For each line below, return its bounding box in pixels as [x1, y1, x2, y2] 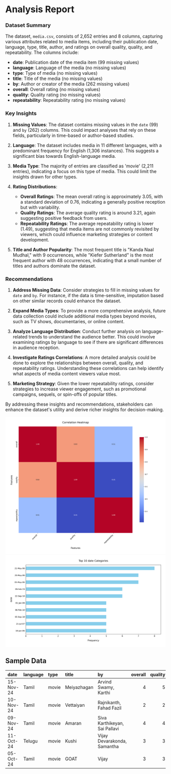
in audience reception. [12, 345, 60, 351]
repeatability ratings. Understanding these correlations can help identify [12, 365, 164, 371]
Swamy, [97, 684, 115, 691]
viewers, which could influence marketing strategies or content [20, 231, 153, 237]
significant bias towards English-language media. [12, 153, 116, 159]
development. [20, 237, 49, 243]
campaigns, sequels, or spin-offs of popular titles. [12, 391, 118, 397]
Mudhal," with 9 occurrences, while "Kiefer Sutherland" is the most [12, 252, 154, 258]
